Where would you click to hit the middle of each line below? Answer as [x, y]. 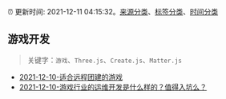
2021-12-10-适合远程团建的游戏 [71, 77]
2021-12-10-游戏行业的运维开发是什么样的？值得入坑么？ [113, 87]
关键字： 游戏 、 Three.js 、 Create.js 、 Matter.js [104, 60]
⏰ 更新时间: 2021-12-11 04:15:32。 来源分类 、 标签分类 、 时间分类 [113, 12]
